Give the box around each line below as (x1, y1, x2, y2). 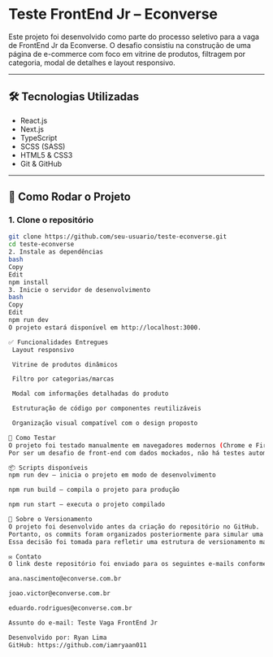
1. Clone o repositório (8, 215, 94, 226)
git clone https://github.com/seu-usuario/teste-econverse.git (8, 233, 227, 241)
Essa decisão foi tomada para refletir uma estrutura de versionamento (8, 537, 256, 546)
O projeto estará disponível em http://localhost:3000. (8, 323, 201, 332)
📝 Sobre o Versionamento (8, 516, 93, 524)
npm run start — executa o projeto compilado (8, 501, 165, 509)
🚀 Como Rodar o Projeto (8, 190, 132, 204)
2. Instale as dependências (8, 248, 104, 256)
